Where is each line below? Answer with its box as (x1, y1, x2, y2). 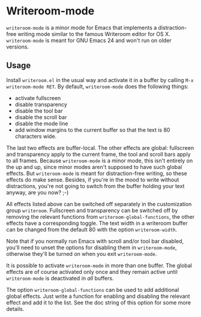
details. (6, 305, 25, 312)
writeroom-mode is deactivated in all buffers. (6, 274, 114, 282)
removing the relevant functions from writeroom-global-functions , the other (6, 213, 195, 220)
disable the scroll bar (14, 113, 67, 120)
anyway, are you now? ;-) (6, 189, 69, 196)
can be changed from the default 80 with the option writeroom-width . (6, 226, 178, 233)
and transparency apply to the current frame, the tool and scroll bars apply (6, 150, 191, 158)
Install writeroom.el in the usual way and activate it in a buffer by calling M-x (6, 76, 194, 83)
